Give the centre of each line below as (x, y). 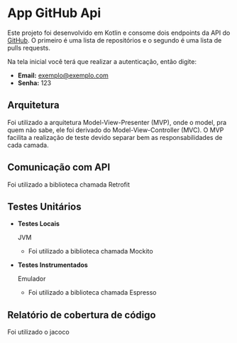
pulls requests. (29, 48)
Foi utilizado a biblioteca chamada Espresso (92, 293)
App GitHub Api (54, 13)
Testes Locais (39, 224)
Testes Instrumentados (53, 265)
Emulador (32, 279)
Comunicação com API (59, 167)
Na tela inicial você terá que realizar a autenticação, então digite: (102, 61)
